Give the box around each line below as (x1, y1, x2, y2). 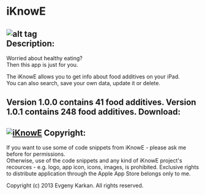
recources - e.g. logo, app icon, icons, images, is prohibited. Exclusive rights (6, 164, 199, 171)
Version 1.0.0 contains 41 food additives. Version (6, 97, 196, 108)
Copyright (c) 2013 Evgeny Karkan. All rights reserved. (6, 182, 144, 189)
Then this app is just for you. (6, 61, 78, 68)
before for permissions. (6, 150, 65, 158)
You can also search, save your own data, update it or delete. (6, 80, 161, 86)
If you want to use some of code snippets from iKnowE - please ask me (6, 144, 187, 151)
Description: (6, 38, 55, 48)
